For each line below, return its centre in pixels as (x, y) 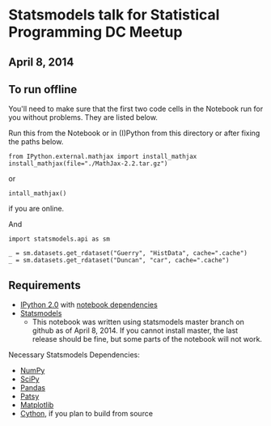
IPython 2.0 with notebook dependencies (89, 305)
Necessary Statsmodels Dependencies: (74, 355)
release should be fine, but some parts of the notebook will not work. (147, 339)
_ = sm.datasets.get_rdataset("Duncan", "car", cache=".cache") (119, 261)
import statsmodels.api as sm (59, 239)
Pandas (33, 388)
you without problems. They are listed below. (83, 117)
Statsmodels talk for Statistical (114, 15)
